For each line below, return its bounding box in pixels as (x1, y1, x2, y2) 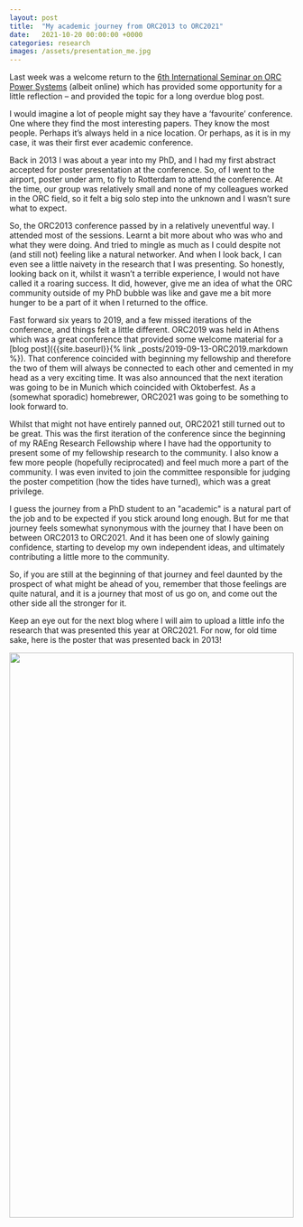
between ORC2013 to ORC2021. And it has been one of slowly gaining (9, 533, 270, 543)
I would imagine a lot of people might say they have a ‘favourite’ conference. (9, 109, 293, 119)
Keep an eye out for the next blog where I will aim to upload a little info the (9, 616, 285, 627)
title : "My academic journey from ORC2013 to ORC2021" (9, 22, 224, 31)
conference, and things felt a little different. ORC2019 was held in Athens (9, 325, 280, 335)
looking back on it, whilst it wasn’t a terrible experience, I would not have (9, 269, 280, 279)
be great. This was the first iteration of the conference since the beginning (9, 429, 286, 439)
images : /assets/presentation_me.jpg (9, 47, 151, 56)
